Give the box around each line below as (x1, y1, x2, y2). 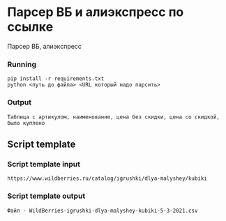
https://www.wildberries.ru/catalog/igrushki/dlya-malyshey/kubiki (7, 175, 208, 182)
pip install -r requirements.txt (7, 75, 105, 82)
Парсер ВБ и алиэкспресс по (7, 4, 184, 20)
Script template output (7, 191, 86, 201)
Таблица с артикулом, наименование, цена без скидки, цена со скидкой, (7, 113, 220, 121)
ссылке (7, 19, 54, 35)
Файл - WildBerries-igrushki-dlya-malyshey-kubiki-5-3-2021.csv (7, 207, 198, 214)
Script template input (7, 159, 80, 169)
